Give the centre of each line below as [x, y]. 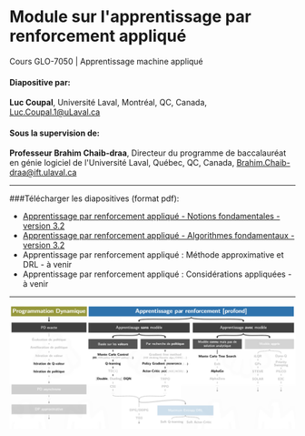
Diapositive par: [40, 82]
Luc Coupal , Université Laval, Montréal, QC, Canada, [108, 103]
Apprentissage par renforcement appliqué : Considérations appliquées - [157, 274]
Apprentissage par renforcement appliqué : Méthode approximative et [153, 255]
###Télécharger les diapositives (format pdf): [94, 198]
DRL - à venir [47, 265]
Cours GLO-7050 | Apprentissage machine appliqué [107, 61]
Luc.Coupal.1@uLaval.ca [55, 112]
